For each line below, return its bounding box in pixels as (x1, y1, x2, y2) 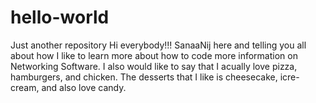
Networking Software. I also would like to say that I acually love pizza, (10, 60, 298, 72)
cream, (10, 81, 40, 93)
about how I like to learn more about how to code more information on (10, 49, 298, 61)
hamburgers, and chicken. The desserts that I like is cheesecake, (10, 71, 278, 83)
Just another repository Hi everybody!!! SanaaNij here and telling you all (10, 39, 307, 51)
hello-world (10, 6, 110, 29)
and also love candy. (41, 81, 127, 93)
